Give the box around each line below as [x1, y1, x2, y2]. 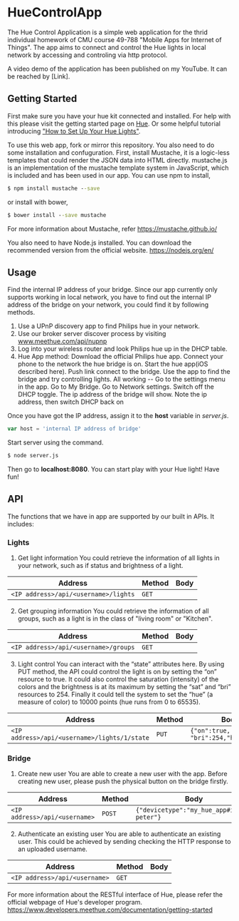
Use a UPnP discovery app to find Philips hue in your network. [17, 322, 201, 330]
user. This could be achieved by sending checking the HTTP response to [17, 838, 231, 846]
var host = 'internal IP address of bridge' [7, 425, 142, 432]
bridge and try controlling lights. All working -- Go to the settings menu [17, 375, 225, 384]
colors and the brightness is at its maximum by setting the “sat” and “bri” [17, 683, 231, 691]
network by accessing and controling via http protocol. [7, 51, 168, 59]
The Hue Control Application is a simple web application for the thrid [7, 28, 208, 36]
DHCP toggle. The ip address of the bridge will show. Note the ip [17, 390, 208, 399]
